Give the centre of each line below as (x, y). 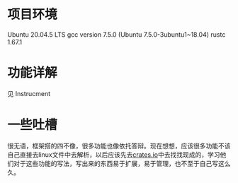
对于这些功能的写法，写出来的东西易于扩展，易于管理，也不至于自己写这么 (122, 163)
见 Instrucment (29, 93)
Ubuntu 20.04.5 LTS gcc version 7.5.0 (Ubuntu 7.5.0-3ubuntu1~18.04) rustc (117, 34)
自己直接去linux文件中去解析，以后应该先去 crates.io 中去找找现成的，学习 (114, 154)
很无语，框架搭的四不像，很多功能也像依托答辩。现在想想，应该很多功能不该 (119, 146)
